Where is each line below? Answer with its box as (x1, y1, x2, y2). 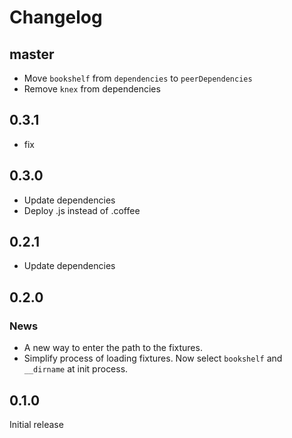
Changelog (9, 6, 103, 29)
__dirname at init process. (23, 363, 129, 375)
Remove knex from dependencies (23, 83, 161, 95)
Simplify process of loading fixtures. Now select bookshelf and (23, 352, 283, 365)
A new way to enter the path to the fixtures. (23, 342, 203, 354)
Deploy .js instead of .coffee (23, 204, 141, 216)
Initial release (9, 418, 64, 430)
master (9, 46, 55, 63)
